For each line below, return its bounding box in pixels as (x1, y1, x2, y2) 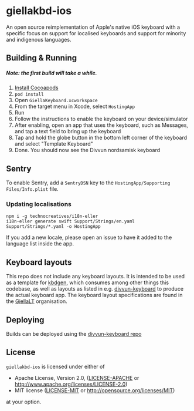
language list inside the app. (6, 240, 74, 247)
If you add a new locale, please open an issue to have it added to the (6, 234, 172, 241)
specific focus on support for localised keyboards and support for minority (6, 29, 186, 36)
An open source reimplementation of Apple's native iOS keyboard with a (6, 23, 181, 31)
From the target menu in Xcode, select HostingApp (14, 103, 135, 110)
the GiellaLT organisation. (6, 298, 67, 305)
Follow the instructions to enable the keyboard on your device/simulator (14, 116, 188, 123)
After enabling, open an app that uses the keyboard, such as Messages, (14, 122, 189, 129)
